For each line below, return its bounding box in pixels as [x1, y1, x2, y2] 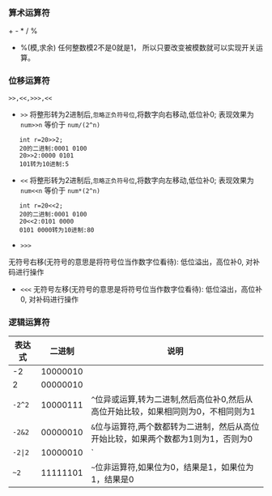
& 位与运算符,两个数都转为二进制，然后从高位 [91, 421, 260, 432]
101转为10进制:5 [19, 160, 70, 168]
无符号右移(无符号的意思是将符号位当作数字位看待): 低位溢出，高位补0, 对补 [8, 257, 261, 267]
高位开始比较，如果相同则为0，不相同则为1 [91, 405, 256, 417]
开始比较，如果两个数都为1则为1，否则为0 [91, 433, 253, 444]
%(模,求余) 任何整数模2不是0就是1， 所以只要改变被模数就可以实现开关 [19, 43, 257, 53]
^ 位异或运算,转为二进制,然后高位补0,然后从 [91, 393, 253, 404]
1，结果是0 [91, 473, 134, 485]
